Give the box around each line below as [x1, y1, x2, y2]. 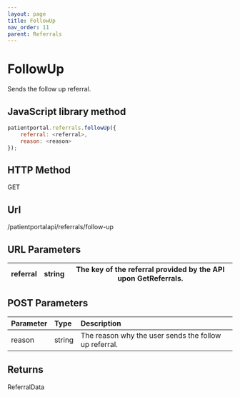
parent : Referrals [7, 30, 62, 38]
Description [80, 318, 121, 328]
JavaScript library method [7, 105, 126, 118]
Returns [7, 363, 44, 376]
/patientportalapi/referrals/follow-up [7, 223, 114, 231]
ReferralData [7, 383, 45, 391]
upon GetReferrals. [117, 273, 184, 283]
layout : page [7, 10, 46, 18]
